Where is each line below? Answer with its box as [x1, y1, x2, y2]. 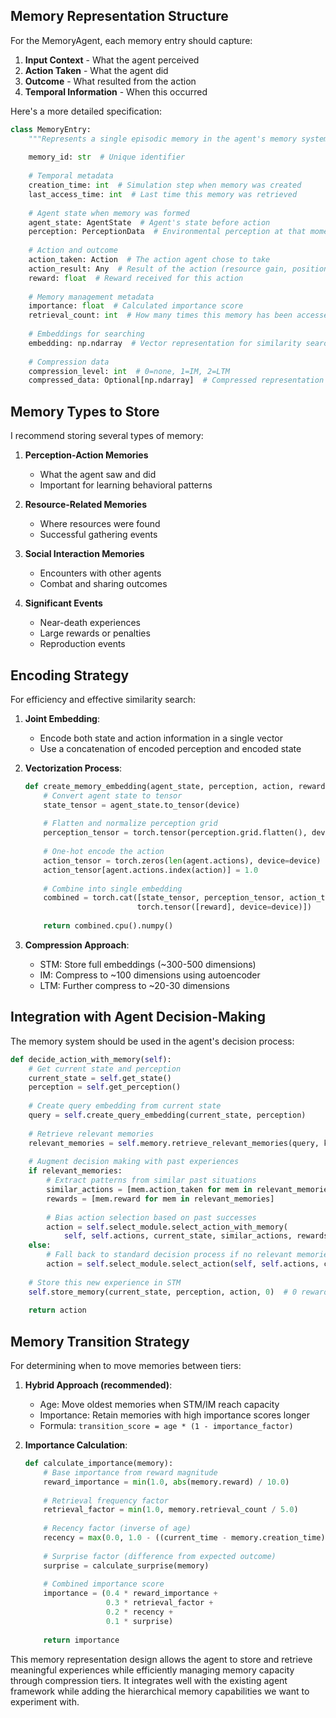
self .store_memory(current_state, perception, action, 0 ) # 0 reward [28, 1287, 329, 1297]
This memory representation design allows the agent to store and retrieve [10, 1653, 313, 1665]
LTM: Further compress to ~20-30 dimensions [39, 979, 230, 991]
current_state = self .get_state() [28, 1073, 172, 1083]
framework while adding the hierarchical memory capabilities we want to [10, 1685, 310, 1697]
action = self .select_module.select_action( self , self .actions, [46, 1259, 320, 1269]
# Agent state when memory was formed [28, 208, 190, 218]
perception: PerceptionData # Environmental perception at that [28, 227, 307, 237]
